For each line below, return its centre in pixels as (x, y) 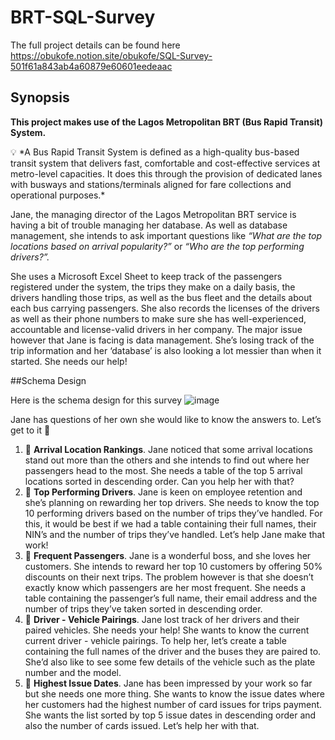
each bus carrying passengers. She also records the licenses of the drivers (165, 308)
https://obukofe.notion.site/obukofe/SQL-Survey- (111, 55)
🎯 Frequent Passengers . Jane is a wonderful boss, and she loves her (168, 555)
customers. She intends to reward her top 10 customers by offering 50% (173, 566)
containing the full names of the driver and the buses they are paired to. (173, 651)
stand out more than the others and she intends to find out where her (167, 460)
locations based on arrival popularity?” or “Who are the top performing (157, 246)
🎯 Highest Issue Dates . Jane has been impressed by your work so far (168, 683)
